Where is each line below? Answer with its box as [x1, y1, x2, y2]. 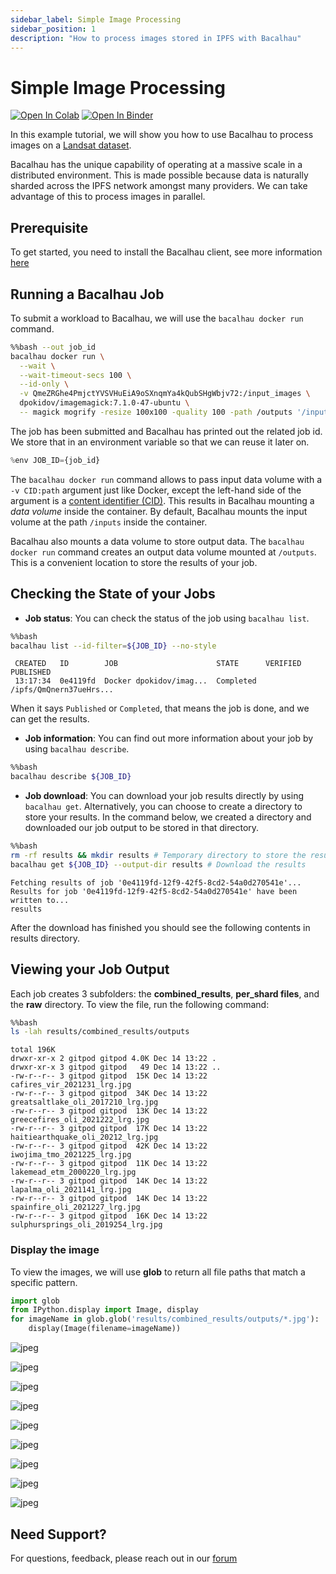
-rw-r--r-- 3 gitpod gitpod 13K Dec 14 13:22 [10, 1106, 208, 1116]
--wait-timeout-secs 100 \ [19, 370, 132, 380]
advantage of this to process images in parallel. [10, 191, 206, 203]
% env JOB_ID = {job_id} [10, 455, 101, 465]
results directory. [10, 932, 81, 944]
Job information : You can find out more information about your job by [24, 732, 314, 745]
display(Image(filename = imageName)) [28, 1324, 182, 1334]
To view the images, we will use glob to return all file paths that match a [10, 1266, 306, 1278]
